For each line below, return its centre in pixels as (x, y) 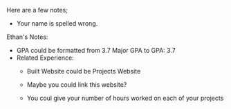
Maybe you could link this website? (77, 85)
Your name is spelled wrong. (57, 23)
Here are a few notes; (37, 10)
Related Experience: (45, 58)
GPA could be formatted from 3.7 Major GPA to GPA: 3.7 (96, 50)
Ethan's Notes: (27, 37)
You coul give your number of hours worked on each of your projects (125, 98)
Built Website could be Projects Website (84, 71)
